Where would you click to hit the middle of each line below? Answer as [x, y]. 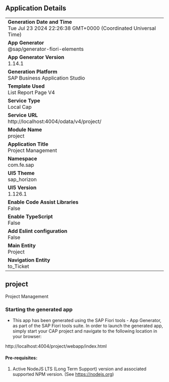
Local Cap [20, 107]
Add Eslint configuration [38, 231]
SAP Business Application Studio [47, 78]
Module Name [25, 130]
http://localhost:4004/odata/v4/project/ [55, 121]
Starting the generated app [39, 309]
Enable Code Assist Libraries [43, 202]
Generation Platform [33, 72]
